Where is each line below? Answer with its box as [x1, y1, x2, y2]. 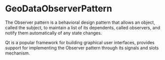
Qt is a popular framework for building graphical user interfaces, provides [5, 39, 155, 45]
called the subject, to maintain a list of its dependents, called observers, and [5, 24, 161, 30]
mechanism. [5, 50, 30, 56]
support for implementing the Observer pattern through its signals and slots [5, 45, 159, 51]
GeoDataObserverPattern [5, 3, 112, 14]
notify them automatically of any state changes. [5, 30, 102, 36]
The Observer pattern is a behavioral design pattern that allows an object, [5, 19, 156, 25]
